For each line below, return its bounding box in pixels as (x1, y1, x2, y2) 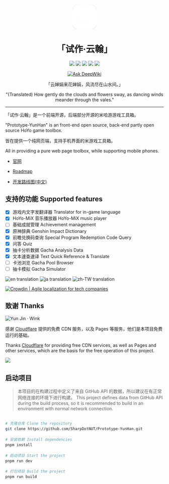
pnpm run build (5, 474, 37, 479)
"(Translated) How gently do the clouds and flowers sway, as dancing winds (6, 91, 163, 97)
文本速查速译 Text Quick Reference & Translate (12, 253, 110, 259)
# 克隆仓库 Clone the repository (5, 421, 72, 426)
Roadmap (12, 168, 33, 174)
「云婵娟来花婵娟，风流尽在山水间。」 (46, 81, 123, 87)
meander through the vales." (55, 96, 114, 103)
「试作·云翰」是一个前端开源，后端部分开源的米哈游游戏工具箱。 (5, 111, 139, 118)
